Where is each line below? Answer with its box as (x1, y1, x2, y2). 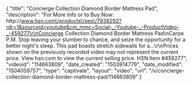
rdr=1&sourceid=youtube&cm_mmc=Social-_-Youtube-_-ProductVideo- (6, 23, 179, 30)
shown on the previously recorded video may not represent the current (6, 49, 179, 55)
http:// (6, 18, 22, 24)
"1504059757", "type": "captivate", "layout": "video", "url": (6, 67, 148, 74)
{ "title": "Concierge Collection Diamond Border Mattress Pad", (6, 5, 158, 12)
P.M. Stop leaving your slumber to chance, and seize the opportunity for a (6, 36, 186, 43)
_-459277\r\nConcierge (6, 30, 64, 37)
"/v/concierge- (148, 67, 185, 74)
